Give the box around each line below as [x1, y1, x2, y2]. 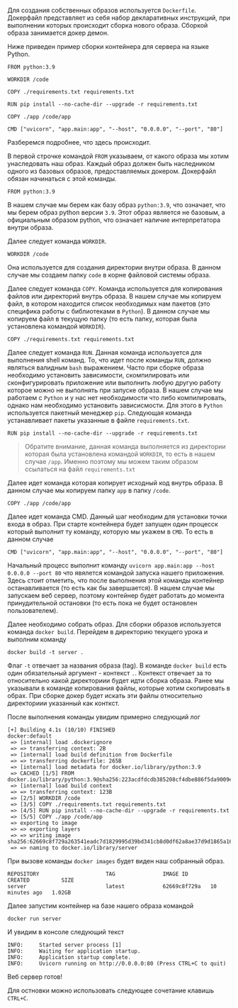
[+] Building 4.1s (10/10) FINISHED [7, 726, 115, 733]
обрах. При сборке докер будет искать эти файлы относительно [7, 692, 203, 699]
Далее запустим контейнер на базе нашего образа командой [7, 902, 194, 910]
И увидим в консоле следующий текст [7, 928, 125, 936]
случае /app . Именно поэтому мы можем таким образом [24, 458, 198, 465]
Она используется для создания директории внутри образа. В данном [7, 263, 221, 272]
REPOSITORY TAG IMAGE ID [7, 870, 189, 877]
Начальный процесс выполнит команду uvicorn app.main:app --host [7, 561, 215, 570]
